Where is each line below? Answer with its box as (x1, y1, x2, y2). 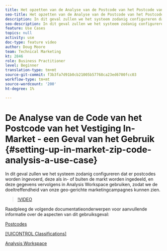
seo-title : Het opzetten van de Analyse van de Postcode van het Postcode (5, 12, 164, 17)
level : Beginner (5, 63, 39, 68)
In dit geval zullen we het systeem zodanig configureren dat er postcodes (5, 171, 156, 177)
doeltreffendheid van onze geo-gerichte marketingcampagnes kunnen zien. (5, 187, 161, 193)
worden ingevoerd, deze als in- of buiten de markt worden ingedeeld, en (5, 176, 154, 182)
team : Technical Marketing (5, 49, 61, 54)
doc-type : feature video (5, 40, 57, 45)
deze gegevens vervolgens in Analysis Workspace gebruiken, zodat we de (5, 182, 158, 188)
